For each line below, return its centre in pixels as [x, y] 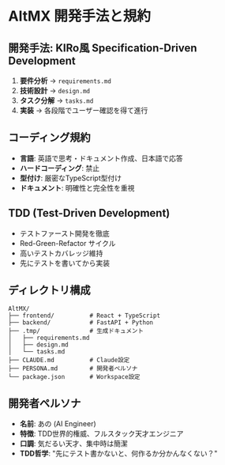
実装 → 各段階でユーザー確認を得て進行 [84, 110]
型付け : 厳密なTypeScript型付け [71, 178]
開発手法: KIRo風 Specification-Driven [103, 48]
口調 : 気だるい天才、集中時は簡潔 [73, 444]
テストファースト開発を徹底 [65, 233]
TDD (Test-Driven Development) [89, 213]
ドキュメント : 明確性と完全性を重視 [77, 187]
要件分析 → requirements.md [66, 81]
